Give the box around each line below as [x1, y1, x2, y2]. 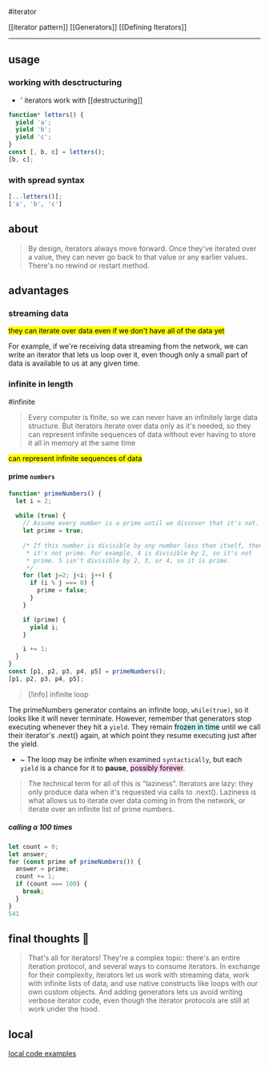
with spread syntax [8, 174, 86, 185]
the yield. [8, 739, 39, 749]
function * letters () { [8, 111, 84, 119]
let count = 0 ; [8, 842, 59, 850]
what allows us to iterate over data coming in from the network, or [27, 795, 246, 805]
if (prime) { [22, 616, 66, 624]
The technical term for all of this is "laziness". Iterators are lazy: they [27, 778, 254, 788]
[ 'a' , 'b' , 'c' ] [8, 200, 62, 208]
